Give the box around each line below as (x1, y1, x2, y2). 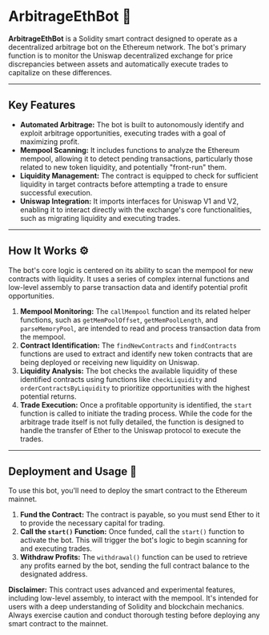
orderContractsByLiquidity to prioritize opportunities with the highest (19, 383, 251, 392)
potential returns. (19, 392, 78, 401)
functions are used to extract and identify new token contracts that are (19, 348, 254, 359)
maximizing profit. (19, 136, 80, 147)
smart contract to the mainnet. (8, 619, 108, 629)
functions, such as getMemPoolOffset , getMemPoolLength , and (19, 315, 219, 324)
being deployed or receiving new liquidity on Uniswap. (19, 357, 200, 367)
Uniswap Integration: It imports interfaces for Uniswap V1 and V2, (19, 196, 239, 206)
